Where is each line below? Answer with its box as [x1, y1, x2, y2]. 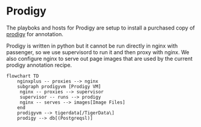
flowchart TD [6, 73, 39, 79]
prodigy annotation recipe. [6, 61, 72, 69]
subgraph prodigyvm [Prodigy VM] [17, 83, 101, 90]
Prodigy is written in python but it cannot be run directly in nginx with [6, 42, 178, 49]
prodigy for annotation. [6, 30, 63, 37]
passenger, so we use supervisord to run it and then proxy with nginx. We [6, 48, 190, 55]
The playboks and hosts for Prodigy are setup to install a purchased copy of [6, 24, 195, 31]
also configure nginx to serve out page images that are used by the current [6, 55, 193, 62]
